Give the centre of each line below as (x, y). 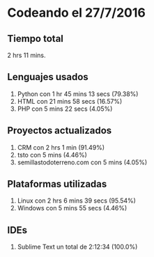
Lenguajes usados (48, 77)
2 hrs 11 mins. (27, 55)
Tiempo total (36, 39)
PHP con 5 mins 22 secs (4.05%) (65, 109)
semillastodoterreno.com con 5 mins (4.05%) (82, 162)
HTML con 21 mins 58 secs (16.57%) (70, 101)
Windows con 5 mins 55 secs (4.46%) (72, 208)
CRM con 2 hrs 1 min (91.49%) (61, 147)
